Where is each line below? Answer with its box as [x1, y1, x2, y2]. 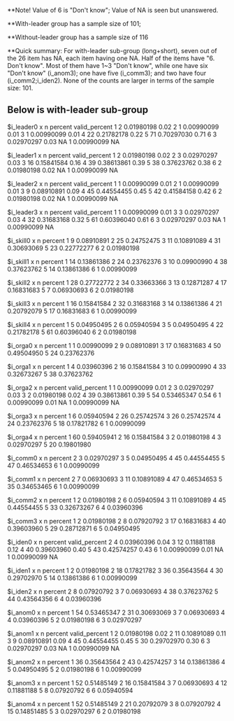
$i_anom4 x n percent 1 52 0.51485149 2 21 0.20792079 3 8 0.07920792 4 [7, 699, 221, 708]
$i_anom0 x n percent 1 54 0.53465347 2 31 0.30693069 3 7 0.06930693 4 [7, 608, 226, 617]
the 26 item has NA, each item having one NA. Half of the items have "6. [7, 54, 215, 62]
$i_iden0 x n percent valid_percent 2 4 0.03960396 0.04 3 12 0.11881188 [7, 538, 216, 546]
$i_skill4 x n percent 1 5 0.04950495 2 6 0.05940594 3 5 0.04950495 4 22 [7, 320, 224, 328]
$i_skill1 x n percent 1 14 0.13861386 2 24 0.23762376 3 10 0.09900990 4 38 [7, 257, 228, 265]
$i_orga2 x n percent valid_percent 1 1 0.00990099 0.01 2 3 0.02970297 [7, 383, 214, 391]
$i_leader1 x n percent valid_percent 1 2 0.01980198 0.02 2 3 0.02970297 [7, 150, 218, 160]
